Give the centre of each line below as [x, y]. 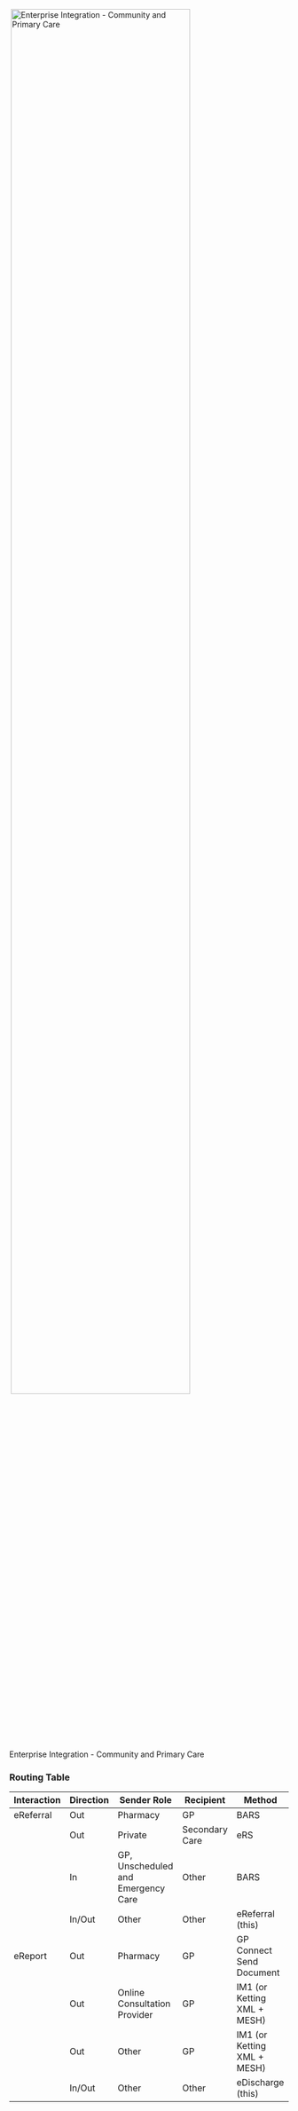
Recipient [205, 1800]
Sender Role [146, 1800]
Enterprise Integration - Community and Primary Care [107, 1754]
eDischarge [260, 2083]
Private [133, 1835]
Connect [254, 1950]
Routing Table [40, 1777]
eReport [30, 1957]
